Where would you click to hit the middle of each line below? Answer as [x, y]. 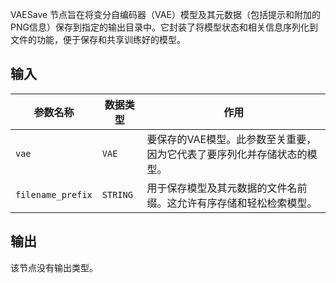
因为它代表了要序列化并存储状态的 [227, 154]
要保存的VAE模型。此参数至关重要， [231, 139]
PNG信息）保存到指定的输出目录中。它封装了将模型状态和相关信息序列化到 [164, 27]
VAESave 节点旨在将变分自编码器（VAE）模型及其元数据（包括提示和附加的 [165, 14]
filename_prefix [54, 194]
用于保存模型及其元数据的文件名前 [227, 188]
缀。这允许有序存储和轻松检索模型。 [232, 203]
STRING [117, 194]
